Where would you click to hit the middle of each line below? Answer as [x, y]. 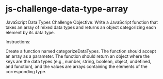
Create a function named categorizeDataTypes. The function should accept [81, 51]
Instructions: [18, 41]
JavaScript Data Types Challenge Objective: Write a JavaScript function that [82, 22]
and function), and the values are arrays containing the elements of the [76, 66]
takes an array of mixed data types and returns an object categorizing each [81, 27]
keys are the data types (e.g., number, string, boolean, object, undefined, [79, 61]
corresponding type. [26, 71]
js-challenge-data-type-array [67, 9]
